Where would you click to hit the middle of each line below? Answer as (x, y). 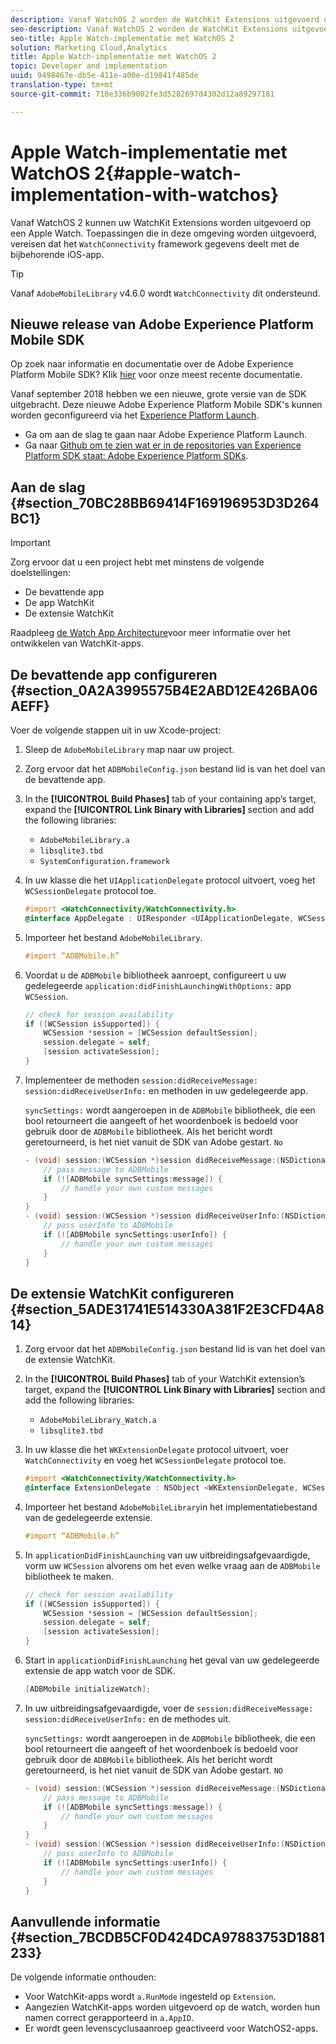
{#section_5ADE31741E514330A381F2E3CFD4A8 (167, 1309)
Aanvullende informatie (85, 1921)
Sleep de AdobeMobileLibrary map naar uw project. (129, 749)
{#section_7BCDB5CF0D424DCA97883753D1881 (167, 1937)
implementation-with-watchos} (145, 194)
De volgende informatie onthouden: (83, 1977)
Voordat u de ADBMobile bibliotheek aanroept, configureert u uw (155, 975)
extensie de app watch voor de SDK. (100, 1671)
